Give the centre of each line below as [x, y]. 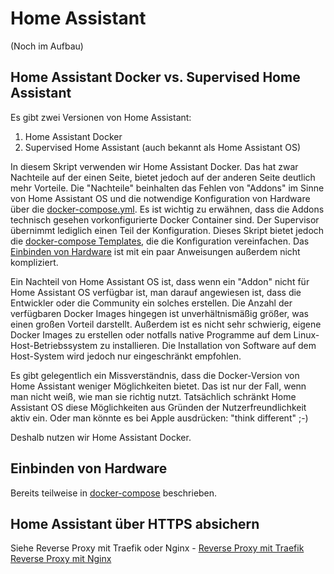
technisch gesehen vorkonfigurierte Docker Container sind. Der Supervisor [165, 219]
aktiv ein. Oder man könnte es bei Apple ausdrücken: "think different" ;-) [159, 418]
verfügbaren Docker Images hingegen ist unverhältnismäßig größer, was [159, 313]
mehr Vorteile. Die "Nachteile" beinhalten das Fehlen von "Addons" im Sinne [167, 188]
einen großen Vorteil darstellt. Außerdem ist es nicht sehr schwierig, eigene [166, 324]
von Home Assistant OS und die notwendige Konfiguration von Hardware [160, 198]
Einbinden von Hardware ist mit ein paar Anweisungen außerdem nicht [155, 251]
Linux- [306, 334]
